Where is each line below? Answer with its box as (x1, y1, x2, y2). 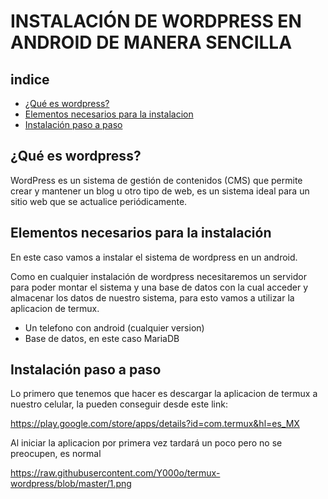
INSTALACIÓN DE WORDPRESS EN (10, 10, 302, 33)
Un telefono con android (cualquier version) (24, 321, 205, 334)
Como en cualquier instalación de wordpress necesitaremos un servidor (10, 270, 307, 282)
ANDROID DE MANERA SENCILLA (10, 31, 293, 54)
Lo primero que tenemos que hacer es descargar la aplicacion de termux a (10, 388, 318, 400)
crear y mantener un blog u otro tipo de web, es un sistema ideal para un (10, 185, 310, 197)
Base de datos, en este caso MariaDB (24, 332, 180, 344)
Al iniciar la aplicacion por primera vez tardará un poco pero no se (10, 437, 283, 449)
